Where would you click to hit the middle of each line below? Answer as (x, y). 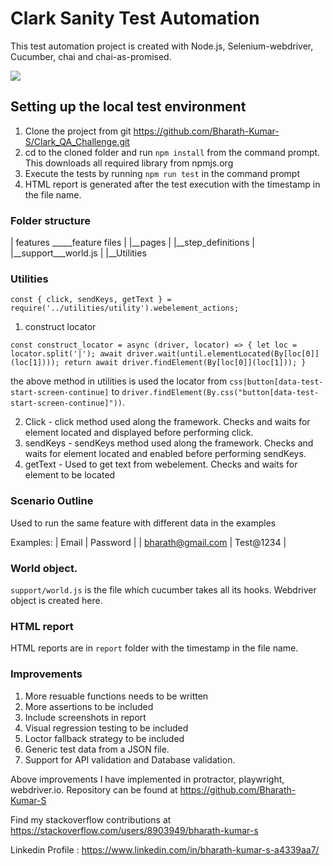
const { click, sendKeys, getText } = (91, 300)
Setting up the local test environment (128, 107)
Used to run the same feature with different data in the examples (143, 523)
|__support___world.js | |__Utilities (78, 253)
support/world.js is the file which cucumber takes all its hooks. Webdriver (163, 589)
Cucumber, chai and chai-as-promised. (91, 56)
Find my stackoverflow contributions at (91, 819)
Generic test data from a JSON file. (97, 749)
